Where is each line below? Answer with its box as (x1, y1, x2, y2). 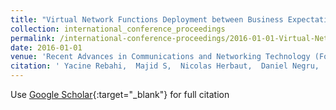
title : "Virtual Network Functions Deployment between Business (10, 14, 284, 25)
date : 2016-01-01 (10, 42, 83, 53)
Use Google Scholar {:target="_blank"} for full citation (10, 89, 230, 100)
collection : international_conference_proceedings (10, 24, 226, 34)
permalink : (10, 33, 56, 43)
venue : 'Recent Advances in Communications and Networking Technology (10, 52, 311, 62)
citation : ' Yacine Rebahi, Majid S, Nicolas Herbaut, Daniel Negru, (10, 61, 320, 71)
